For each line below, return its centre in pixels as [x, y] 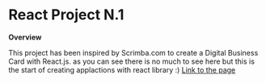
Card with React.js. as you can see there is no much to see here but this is [131, 61]
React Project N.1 [66, 15]
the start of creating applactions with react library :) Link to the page [122, 69]
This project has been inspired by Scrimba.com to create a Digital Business [133, 52]
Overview [25, 37]
